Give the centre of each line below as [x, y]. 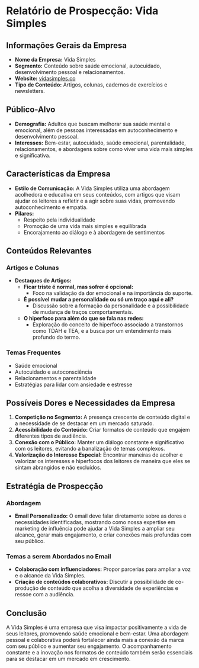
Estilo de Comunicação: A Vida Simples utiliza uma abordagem [92, 188]
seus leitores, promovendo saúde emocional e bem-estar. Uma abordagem [97, 634]
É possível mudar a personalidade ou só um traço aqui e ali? [99, 300]
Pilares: [24, 213]
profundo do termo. [56, 337]
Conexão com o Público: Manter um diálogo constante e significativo [99, 442]
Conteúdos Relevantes [49, 251]
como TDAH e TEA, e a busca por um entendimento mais [102, 331]
